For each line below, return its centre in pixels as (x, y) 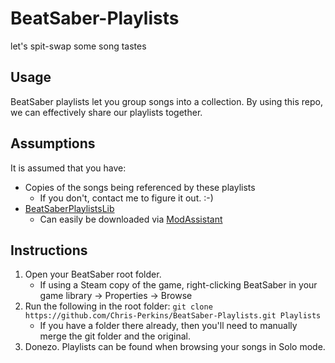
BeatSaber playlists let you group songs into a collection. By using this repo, (167, 101)
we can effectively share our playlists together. (106, 112)
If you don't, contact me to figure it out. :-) (126, 198)
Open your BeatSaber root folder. (93, 274)
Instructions (49, 250)
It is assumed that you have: (68, 168)
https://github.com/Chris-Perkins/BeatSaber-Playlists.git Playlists (173, 316)
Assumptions (53, 143)
